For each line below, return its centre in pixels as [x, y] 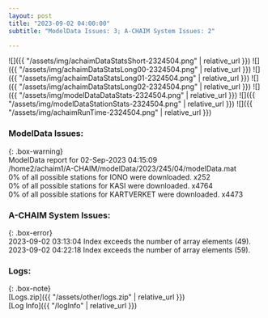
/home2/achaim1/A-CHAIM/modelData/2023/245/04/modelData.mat [123, 168]
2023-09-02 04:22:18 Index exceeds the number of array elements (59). [130, 250]
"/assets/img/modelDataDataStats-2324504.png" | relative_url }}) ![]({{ [137, 95]
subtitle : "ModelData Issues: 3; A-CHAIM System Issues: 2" [112, 31]
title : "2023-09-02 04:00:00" [60, 23]
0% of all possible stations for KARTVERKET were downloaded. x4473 [126, 194]
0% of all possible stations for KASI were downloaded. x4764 [111, 185]
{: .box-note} [30, 289]
